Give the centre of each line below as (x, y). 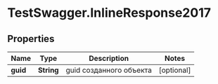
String (48, 70)
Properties (31, 39)
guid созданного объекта (109, 70)
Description (109, 58)
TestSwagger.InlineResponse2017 (109, 13)
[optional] (175, 70)
